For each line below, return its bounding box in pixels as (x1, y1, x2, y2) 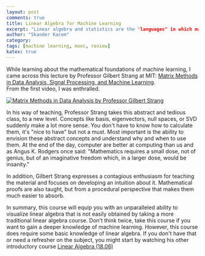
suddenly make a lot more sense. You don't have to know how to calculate (6, 122, 193, 129)
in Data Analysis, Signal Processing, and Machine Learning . (6, 78, 156, 86)
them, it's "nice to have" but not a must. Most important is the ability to (6, 128, 184, 135)
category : (6, 37, 32, 43)
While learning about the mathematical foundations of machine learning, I (6, 65, 191, 73)
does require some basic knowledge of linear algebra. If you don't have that (6, 230, 197, 237)
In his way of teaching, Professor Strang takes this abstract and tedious (6, 108, 186, 116)
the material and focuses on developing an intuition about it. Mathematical (6, 178, 193, 186)
